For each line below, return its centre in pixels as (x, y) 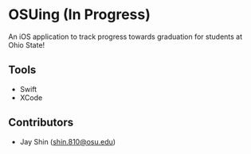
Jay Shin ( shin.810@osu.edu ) (68, 141)
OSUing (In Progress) (80, 15)
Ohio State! (27, 44)
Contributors (41, 123)
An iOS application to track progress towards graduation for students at (125, 37)
